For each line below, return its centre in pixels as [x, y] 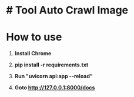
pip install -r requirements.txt [51, 65]
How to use [34, 37]
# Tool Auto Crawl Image [67, 10]
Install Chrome [33, 53]
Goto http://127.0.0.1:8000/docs [55, 88]
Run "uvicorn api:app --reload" [53, 76]
